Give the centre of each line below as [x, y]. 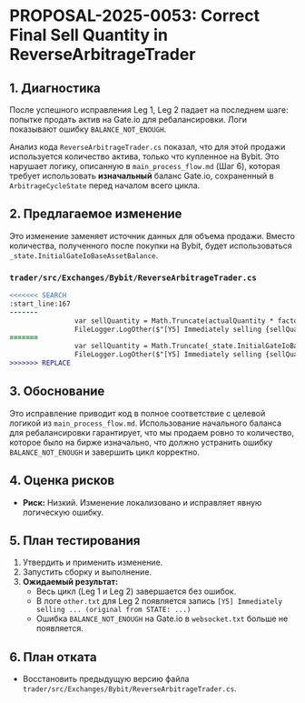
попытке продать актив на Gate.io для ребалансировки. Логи [128, 120]
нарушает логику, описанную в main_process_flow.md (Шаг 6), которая [145, 166]
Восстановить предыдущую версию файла [106, 679]
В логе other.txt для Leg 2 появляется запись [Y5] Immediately [159, 601]
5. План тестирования [75, 541]
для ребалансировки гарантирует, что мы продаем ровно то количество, [152, 432]
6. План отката [53, 657]
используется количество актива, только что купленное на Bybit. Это [144, 156]
